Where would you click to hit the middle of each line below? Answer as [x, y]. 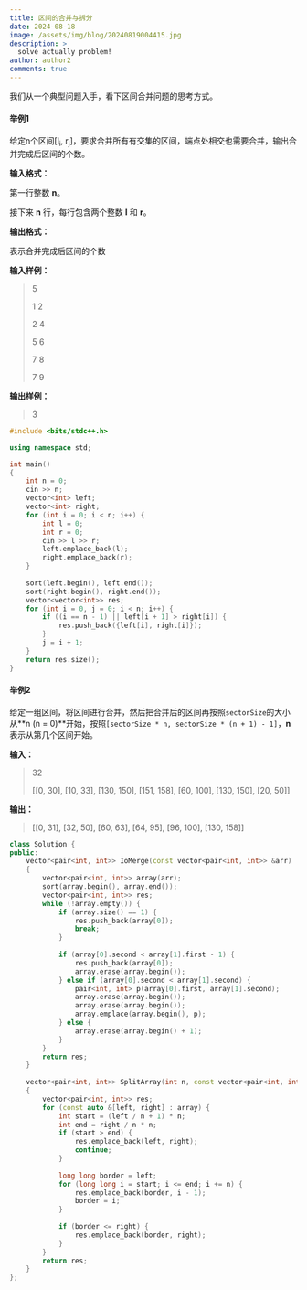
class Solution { [42, 844]
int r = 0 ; [63, 532]
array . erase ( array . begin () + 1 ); [138, 1031]
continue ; [93, 1150]
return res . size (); [63, 659]
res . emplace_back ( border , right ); [140, 1235]
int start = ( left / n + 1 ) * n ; [122, 1116]
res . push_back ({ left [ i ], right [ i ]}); [130, 626]
